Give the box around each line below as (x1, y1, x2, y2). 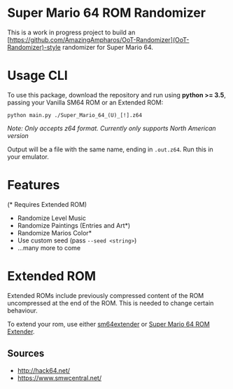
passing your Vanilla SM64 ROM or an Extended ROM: (7, 98, 164, 107)
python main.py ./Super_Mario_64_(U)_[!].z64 (7, 111, 142, 118)
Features (7, 177, 60, 193)
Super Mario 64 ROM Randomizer (7, 5, 206, 21)
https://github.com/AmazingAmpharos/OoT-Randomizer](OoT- (9, 35, 190, 43)
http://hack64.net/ (17, 366, 71, 374)
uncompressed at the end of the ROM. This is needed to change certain (7, 299, 214, 307)
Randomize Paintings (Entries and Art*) (17, 221, 131, 229)
